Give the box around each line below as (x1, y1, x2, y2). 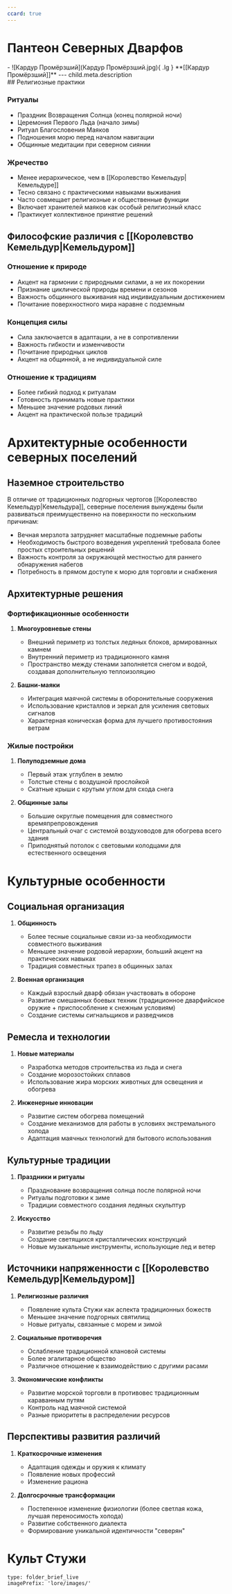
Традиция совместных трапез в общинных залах (27, 962, 173, 970)
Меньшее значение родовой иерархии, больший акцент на (27, 947, 203, 956)
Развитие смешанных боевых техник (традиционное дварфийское (27, 997, 225, 1005)
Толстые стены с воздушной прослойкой (27, 778, 150, 786)
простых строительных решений (17, 545, 115, 554)
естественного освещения (27, 849, 107, 857)
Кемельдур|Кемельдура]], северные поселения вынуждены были (7, 502, 204, 511)
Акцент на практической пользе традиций (17, 410, 143, 418)
